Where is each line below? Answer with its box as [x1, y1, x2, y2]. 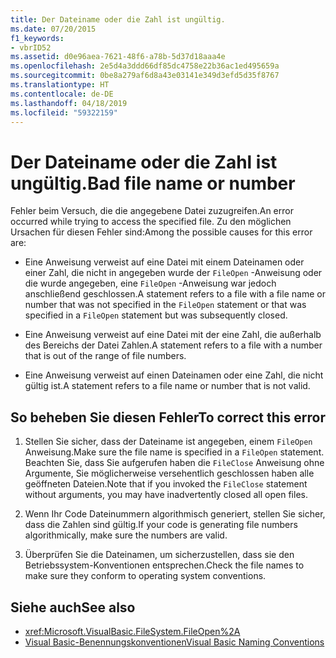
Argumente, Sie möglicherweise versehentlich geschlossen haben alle [24, 467, 315, 480]
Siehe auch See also [10, 599, 136, 616]
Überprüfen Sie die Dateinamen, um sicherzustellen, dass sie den [24, 549, 295, 561]
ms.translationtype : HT [10, 80, 110, 90]
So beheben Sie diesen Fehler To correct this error [10, 409, 326, 426]
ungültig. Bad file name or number [10, 172, 296, 195]
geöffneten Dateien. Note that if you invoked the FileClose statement [24, 478, 308, 490]
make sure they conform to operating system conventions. [24, 570, 267, 582]
